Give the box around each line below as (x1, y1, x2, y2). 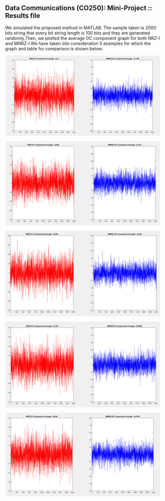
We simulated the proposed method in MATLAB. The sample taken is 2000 (5, 25, 157, 31)
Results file (5, 12, 40, 20)
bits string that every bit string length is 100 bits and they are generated (5, 30, 150, 36)
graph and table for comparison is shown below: (5, 45, 103, 51)
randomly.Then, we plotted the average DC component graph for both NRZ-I (5, 35, 160, 41)
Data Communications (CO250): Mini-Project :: (5, 4, 153, 12)
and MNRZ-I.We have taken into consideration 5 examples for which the (5, 40, 151, 46)
